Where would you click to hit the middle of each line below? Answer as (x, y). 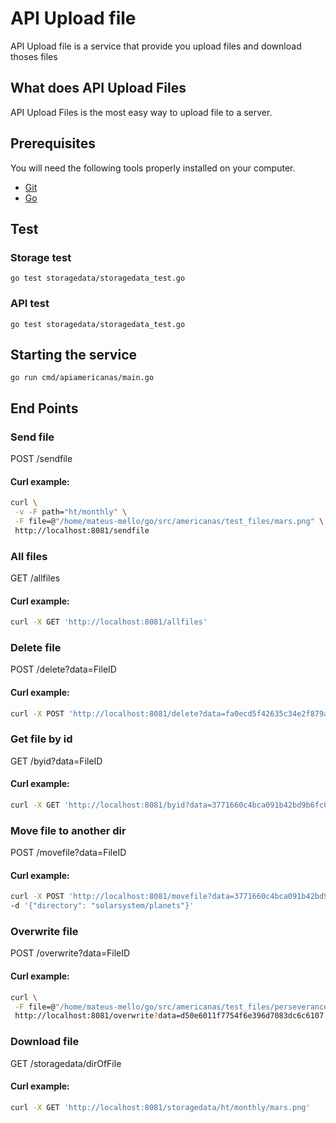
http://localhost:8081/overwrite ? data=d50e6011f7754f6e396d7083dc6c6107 (169, 1016)
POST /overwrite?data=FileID (70, 953)
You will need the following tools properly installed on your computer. (153, 168)
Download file (45, 1042)
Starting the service (73, 354)
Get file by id (41, 739)
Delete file (36, 648)
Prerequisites (53, 143)
